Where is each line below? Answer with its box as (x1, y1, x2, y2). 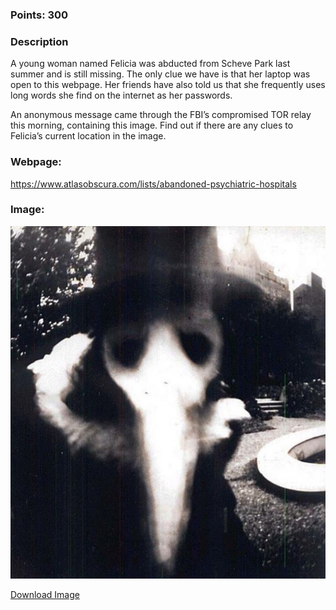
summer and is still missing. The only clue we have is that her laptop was (10, 68, 311, 80)
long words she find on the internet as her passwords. (10, 89, 233, 102)
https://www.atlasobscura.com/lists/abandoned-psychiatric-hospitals (10, 178, 297, 190)
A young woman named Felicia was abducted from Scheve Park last (10, 58, 291, 70)
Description (10, 34, 69, 48)
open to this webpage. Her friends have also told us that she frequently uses (10, 79, 326, 91)
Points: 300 (10, 8, 69, 22)
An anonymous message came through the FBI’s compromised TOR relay (10, 109, 312, 121)
